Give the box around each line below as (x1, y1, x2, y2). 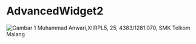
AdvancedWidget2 (6, 4, 104, 18)
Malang (6, 30, 25, 37)
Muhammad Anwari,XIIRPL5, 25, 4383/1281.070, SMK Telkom (37, 24, 191, 31)
